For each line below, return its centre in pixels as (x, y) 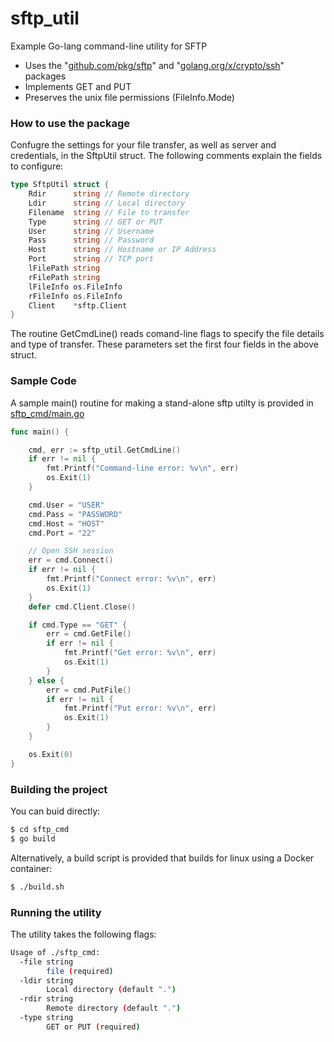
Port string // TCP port (91, 259)
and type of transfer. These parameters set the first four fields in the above (164, 344)
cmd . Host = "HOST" (66, 523)
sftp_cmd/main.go (47, 413)
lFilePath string (64, 268)
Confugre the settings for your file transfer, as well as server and (143, 145)
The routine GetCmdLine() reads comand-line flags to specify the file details (167, 334)
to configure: (37, 166)
